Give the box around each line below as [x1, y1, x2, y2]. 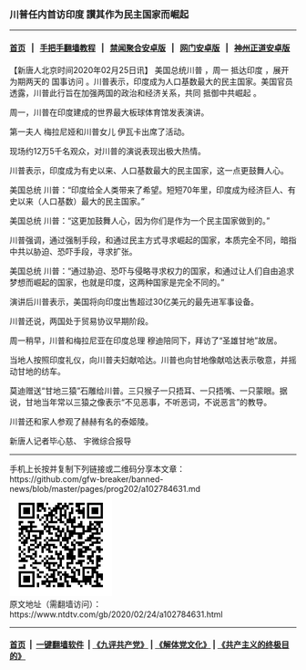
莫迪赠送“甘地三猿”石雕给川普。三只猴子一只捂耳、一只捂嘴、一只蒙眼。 [9, 385, 280, 396]
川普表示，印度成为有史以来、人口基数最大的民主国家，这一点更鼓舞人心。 [9, 164, 289, 175]
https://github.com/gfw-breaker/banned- [9, 473, 164, 485]
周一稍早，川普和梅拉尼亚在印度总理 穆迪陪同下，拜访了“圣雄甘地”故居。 [9, 335, 282, 346]
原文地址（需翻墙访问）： [9, 598, 102, 609]
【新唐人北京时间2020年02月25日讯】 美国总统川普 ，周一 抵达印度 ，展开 [9, 64, 290, 75]
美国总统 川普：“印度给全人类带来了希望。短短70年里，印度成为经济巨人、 [9, 184, 289, 195]
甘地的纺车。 [16, 365, 66, 376]
